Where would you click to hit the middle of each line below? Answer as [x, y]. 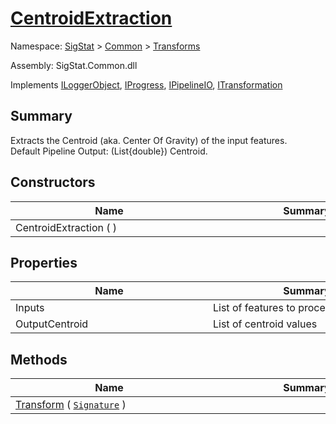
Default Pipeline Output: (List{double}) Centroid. [109, 151]
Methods [39, 359]
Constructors [53, 182]
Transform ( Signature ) [71, 405]
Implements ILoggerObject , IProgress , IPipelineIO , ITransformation [146, 84]
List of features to [254, 308]
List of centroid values [265, 324]
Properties [44, 262]
